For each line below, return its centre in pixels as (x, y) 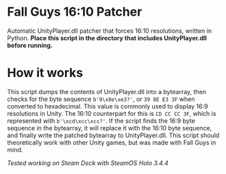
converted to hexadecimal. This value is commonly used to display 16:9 (108, 106)
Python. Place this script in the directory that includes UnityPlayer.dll (107, 38)
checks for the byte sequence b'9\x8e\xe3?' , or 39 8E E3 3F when (101, 99)
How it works (45, 73)
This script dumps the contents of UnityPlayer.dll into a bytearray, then (107, 91)
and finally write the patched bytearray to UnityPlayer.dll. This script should (113, 135)
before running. (30, 45)
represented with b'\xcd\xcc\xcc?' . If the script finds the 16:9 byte (101, 121)
